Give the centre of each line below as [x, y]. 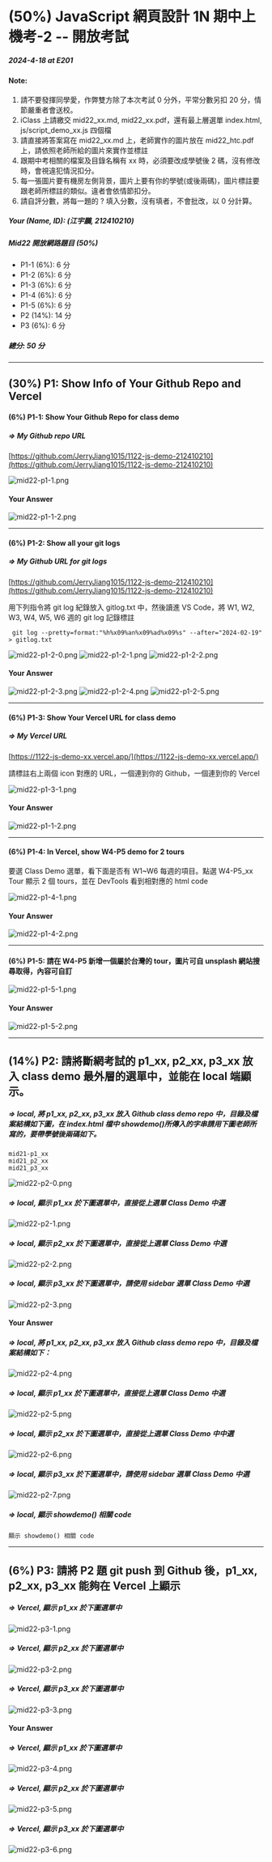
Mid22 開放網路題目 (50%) [53, 243]
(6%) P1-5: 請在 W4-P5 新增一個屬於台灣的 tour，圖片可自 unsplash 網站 [131, 961]
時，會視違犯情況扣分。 [59, 170]
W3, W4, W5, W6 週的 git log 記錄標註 [72, 617]
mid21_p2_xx [28, 1161]
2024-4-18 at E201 [41, 60]
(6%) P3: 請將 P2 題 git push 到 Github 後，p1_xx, [133, 1570]
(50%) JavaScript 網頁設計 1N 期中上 [132, 17]
